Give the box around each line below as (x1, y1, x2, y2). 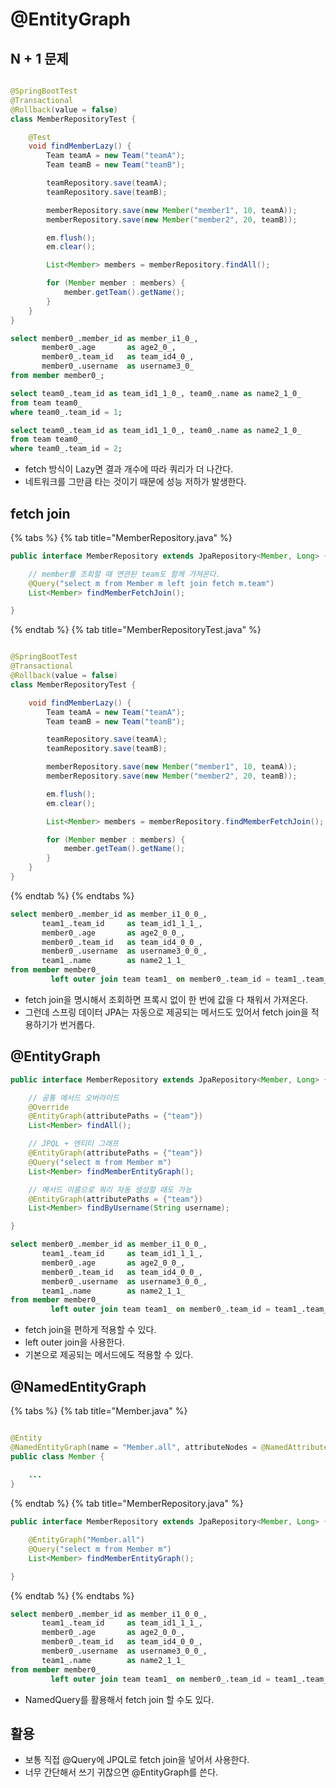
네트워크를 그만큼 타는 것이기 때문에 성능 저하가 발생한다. (24, 476, 247, 488)
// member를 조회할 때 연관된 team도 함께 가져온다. (28, 569, 221, 579)
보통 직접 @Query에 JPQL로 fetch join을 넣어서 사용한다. (24, 1754, 250, 1766)
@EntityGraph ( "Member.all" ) (28, 1535, 145, 1545)
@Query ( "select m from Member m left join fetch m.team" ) (28, 578, 275, 588)
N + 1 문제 (10, 50, 69, 67)
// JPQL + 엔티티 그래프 (28, 1139, 120, 1149)
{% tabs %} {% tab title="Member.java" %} (10, 1404, 188, 1417)
